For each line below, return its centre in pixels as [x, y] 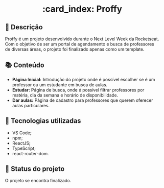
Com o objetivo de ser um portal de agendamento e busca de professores [80, 44]
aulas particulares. [31, 105]
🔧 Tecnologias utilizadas [43, 121]
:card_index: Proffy [82, 9]
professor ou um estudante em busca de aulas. [60, 85]
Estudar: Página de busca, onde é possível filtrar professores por [78, 90]
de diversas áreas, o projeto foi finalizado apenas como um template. [75, 49]
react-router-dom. [30, 153]
